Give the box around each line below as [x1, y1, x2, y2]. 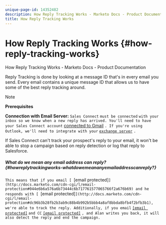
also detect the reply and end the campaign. [5, 215, 100, 220]
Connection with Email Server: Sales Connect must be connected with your [5, 113, 159, 119]
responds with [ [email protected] [5, 191, 76, 197]
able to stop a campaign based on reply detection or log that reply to [5, 143, 145, 149]
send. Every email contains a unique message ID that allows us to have [5, 79, 150, 85]
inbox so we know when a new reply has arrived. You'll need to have [5, 118, 152, 123]
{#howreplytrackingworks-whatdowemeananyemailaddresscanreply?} [5, 164, 157, 170]
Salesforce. [5, 148, 29, 154]
